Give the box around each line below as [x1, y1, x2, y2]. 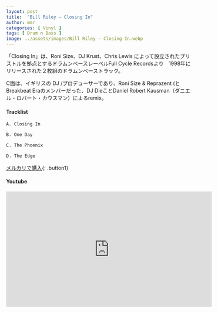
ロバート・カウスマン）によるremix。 [16, 94, 107, 101]
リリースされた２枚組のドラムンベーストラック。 [6, 67, 124, 74]
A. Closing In [6, 121, 41, 127]
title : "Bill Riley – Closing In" [6, 14, 93, 20]
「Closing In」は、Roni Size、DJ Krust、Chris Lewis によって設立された [6, 53, 180, 59]
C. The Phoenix [6, 142, 43, 148]
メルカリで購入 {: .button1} [6, 164, 69, 171]
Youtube [6, 178, 28, 185]
